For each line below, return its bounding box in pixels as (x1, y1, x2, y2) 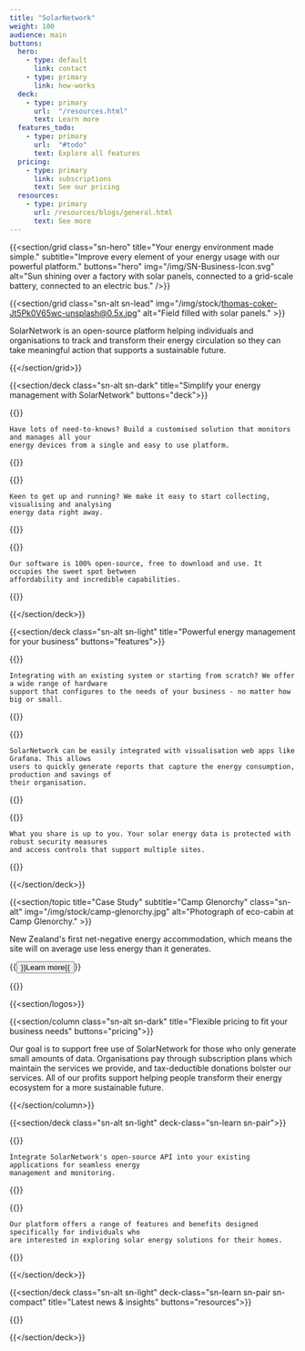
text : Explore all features (33, 148, 141, 157)
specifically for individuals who (9, 1227, 141, 1236)
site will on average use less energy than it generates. (9, 943, 211, 954)
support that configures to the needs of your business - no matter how (9, 686, 291, 696)
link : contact (33, 65, 88, 74)
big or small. (9, 695, 64, 704)
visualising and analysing (9, 500, 112, 509)
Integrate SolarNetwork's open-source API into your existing (9, 1153, 250, 1162)
